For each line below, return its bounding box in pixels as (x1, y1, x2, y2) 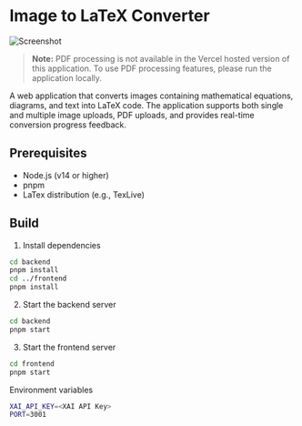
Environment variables (9, 384, 94, 395)
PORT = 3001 (9, 411, 47, 420)
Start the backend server (22, 299, 116, 310)
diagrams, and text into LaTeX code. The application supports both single (9, 99, 284, 110)
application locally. (31, 72, 103, 83)
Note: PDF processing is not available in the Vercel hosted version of (31, 53, 290, 64)
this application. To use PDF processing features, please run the (31, 63, 272, 74)
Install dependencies (22, 239, 102, 250)
